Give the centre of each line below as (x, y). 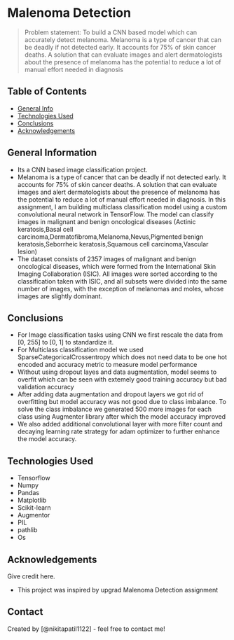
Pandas (28, 493)
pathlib (27, 530)
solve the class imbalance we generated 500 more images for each (115, 409)
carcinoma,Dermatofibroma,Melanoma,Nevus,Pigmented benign (110, 237)
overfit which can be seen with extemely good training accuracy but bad (122, 380)
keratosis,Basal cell (45, 229)
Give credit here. (31, 576)
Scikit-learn (34, 508)
